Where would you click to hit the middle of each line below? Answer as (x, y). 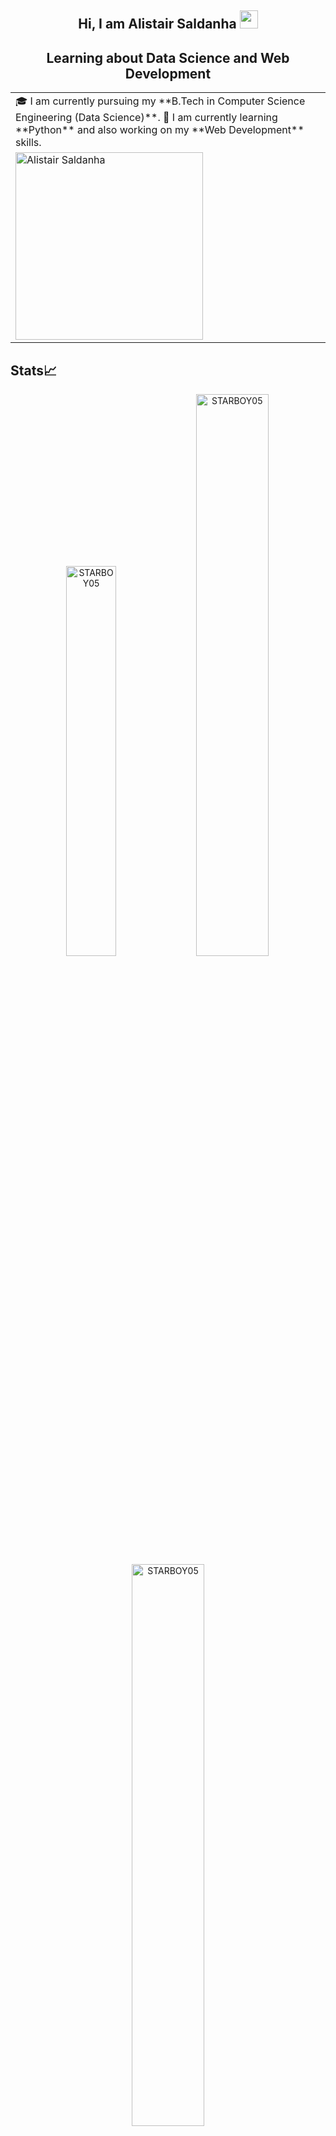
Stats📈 (34, 370)
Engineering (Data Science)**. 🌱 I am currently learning (146, 118)
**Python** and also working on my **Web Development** (160, 130)
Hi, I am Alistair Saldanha (157, 24)
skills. (28, 143)
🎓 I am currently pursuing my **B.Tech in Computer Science (160, 101)
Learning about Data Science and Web (168, 57)
